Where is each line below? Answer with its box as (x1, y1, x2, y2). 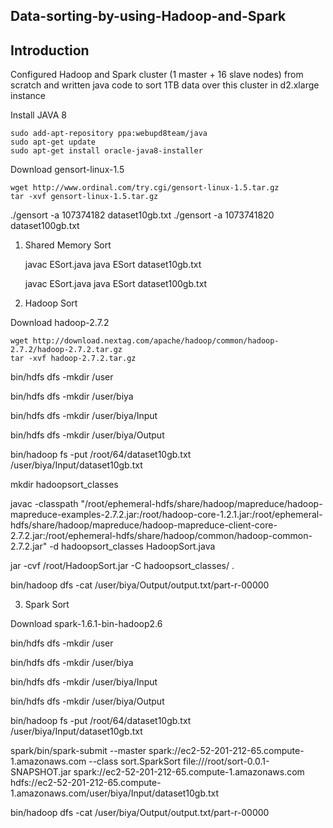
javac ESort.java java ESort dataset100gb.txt (24, 278, 208, 290)
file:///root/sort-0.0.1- (183, 755, 270, 768)
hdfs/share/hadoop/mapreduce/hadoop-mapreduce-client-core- (10, 519, 278, 531)
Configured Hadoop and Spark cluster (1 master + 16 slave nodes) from (10, 69, 304, 81)
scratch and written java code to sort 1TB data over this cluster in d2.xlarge (10, 79, 320, 91)
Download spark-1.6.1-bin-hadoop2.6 (10, 618, 163, 630)
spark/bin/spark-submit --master (10, 745, 147, 757)
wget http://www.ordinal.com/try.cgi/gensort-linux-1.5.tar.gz (10, 183, 280, 193)
